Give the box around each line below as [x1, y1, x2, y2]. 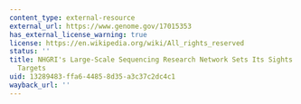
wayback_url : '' [9, 80, 71, 90]
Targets [17, 64, 47, 73]
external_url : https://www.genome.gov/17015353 [9, 22, 193, 31]
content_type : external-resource [9, 13, 136, 23]
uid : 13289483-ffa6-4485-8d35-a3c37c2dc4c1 [9, 72, 176, 81]
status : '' [9, 47, 51, 56]
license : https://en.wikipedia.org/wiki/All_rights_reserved [9, 38, 245, 48]
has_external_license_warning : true [9, 30, 147, 39]
